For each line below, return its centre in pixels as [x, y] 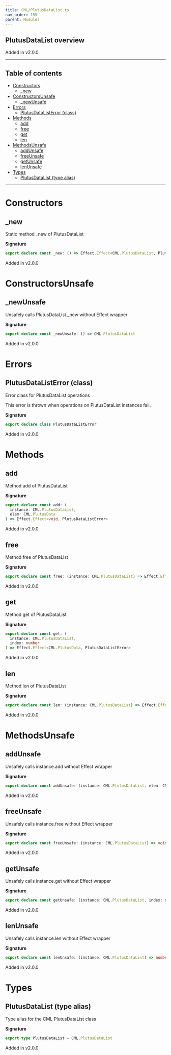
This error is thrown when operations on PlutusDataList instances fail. [78, 405]
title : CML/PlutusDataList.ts [37, 10]
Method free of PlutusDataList [37, 557]
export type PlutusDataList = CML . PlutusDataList [59, 1038]
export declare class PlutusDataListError [51, 424]
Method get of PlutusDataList [36, 614]
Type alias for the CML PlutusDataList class [51, 1019]
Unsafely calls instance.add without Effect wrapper [59, 766]
